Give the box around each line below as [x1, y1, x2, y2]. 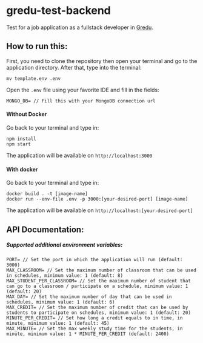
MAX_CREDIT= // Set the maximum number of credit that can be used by [6, 304, 188, 310]
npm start [6, 141, 32, 147]
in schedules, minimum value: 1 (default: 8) [6, 272, 123, 279]
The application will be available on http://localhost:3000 [6, 152, 153, 159]
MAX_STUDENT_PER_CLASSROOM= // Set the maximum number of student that [6, 278, 191, 284]
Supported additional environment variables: [6, 241, 123, 248]
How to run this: [6, 41, 68, 52]
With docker [6, 165, 38, 173]
